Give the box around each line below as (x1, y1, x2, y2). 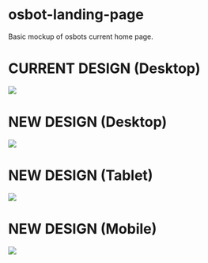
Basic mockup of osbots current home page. (8, 32, 154, 41)
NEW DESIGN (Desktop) (8, 113, 168, 131)
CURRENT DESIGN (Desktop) (8, 59, 201, 78)
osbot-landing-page (8, 6, 144, 24)
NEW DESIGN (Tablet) (8, 166, 153, 184)
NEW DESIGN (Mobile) (8, 219, 157, 238)
